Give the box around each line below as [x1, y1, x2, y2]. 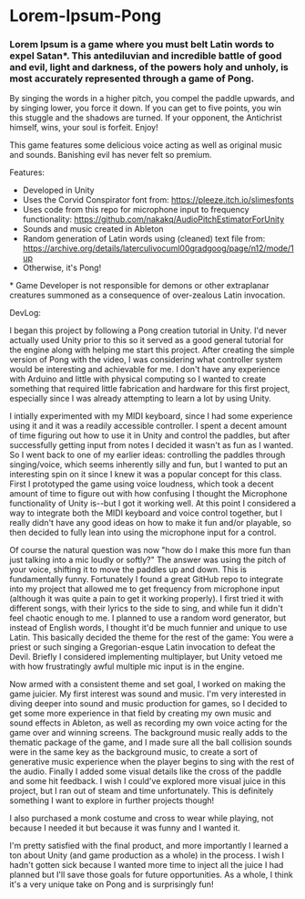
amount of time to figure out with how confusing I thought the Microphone [9, 488, 288, 499]
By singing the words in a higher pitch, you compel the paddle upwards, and [9, 93, 295, 104]
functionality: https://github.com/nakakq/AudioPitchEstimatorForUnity [22, 214, 285, 225]
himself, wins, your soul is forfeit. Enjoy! [9, 122, 158, 133]
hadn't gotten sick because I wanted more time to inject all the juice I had [9, 860, 284, 871]
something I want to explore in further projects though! [9, 795, 215, 806]
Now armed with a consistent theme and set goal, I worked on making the [9, 679, 286, 690]
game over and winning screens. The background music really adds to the [9, 727, 289, 738]
